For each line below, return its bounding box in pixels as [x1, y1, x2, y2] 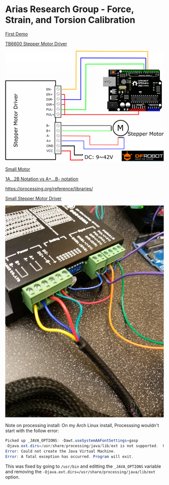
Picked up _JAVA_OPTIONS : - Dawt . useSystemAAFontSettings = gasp [5, 438, 138, 443]
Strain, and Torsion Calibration [5, 14, 136, 26]
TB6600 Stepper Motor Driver [5, 40, 67, 46]
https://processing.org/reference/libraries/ [5, 186, 93, 192]
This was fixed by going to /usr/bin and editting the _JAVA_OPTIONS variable [5, 463, 161, 469]
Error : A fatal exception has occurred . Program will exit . [5, 454, 134, 459]
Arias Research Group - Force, [5, 4, 134, 15]
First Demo [5, 31, 28, 37]
